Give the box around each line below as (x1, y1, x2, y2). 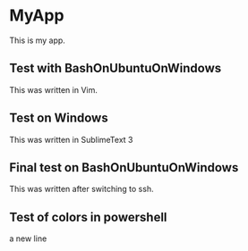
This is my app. (9, 35, 65, 46)
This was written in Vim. (9, 84, 98, 95)
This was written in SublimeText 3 (9, 134, 133, 145)
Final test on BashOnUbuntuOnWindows (9, 160, 239, 175)
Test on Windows (9, 111, 109, 126)
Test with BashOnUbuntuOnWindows (9, 61, 222, 76)
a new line (9, 233, 47, 244)
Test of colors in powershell (9, 209, 167, 224)
